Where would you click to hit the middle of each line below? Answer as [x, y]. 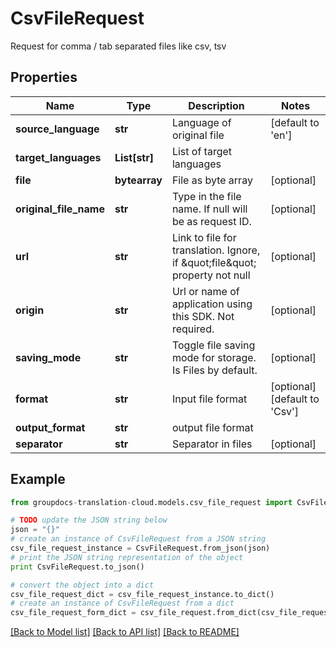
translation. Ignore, [216, 250]
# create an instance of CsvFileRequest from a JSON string [138, 539]
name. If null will [209, 209]
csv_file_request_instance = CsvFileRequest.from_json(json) [140, 548]
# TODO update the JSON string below [89, 520]
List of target [202, 151]
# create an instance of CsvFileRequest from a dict [122, 603]
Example [38, 479]
